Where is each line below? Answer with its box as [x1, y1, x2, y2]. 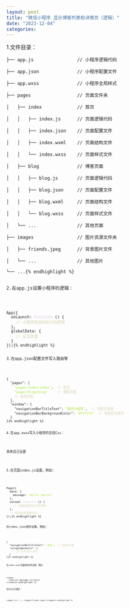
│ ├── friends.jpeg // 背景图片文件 [6, 246, 112, 252]
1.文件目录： [6, 43, 37, 51]
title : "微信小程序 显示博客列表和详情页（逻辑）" [6, 15, 120, 21]
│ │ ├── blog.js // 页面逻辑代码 [6, 175, 112, 181]
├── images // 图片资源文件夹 [6, 235, 117, 241]
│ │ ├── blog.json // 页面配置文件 [6, 187, 112, 193]
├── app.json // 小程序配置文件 [6, 68, 117, 75]
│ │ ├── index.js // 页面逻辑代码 [6, 116, 112, 122]
